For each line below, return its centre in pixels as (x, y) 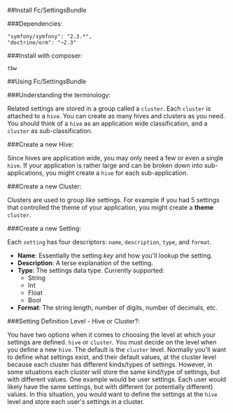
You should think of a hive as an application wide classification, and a (107, 123)
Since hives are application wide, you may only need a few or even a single (115, 158)
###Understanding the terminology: (59, 95)
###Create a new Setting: (44, 228)
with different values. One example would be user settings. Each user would (116, 379)
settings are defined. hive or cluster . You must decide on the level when (112, 342)
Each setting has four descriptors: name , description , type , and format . (110, 242)
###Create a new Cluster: (44, 186)
